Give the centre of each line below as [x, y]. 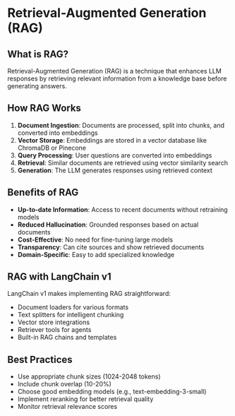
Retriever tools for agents [54, 330]
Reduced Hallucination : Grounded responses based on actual [108, 225]
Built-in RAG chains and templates [67, 338]
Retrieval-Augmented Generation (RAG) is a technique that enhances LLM [115, 71]
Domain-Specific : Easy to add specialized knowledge [96, 254]
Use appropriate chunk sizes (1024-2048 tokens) [89, 376]
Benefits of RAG [43, 192]
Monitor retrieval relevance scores [67, 407]
